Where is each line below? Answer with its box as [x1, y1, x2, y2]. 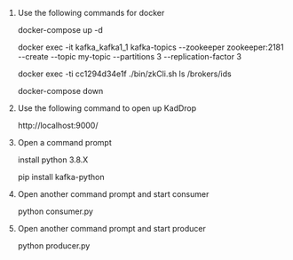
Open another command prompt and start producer [17, 224, 206, 233]
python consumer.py [17, 206, 93, 217]
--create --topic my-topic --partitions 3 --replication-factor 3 [17, 51, 242, 61]
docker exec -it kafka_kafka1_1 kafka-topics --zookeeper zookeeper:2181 [17, 42, 284, 52]
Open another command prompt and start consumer [17, 189, 210, 199]
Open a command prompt [17, 138, 113, 147]
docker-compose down [17, 86, 104, 96]
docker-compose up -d [17, 25, 104, 35]
